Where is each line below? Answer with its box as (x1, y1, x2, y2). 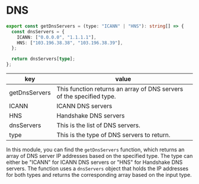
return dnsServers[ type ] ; (11, 56, 76, 62)
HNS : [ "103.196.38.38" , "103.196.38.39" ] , (17, 40, 123, 46)
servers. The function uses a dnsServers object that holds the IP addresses (6, 165, 189, 172)
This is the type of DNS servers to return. (56, 131, 171, 139)
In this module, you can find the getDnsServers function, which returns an (6, 146, 185, 153)
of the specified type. (56, 93, 117, 101)
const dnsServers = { (11, 28, 65, 34)
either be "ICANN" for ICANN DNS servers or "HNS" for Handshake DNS (6, 158, 183, 166)
